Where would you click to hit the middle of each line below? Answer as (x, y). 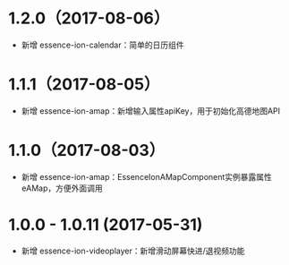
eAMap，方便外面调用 (62, 188)
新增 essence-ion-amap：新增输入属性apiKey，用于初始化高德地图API (151, 111)
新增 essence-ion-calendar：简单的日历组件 (102, 45)
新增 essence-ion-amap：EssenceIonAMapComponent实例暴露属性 (146, 176)
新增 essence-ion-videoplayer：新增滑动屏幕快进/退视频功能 (133, 251)
